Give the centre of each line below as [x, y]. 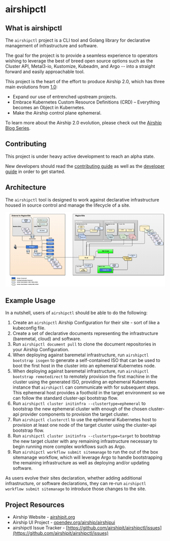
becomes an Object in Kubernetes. [49, 107]
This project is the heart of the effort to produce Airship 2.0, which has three [85, 81]
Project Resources [35, 505]
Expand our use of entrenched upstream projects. [65, 97]
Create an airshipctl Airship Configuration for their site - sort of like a [86, 323]
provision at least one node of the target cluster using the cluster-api [84, 425]
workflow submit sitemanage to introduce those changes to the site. [76, 489]
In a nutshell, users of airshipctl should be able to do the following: [77, 313]
